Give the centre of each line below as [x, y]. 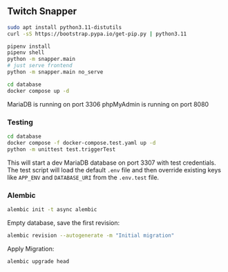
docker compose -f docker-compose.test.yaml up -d [82, 143]
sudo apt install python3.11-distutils [65, 27]
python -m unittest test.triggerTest [61, 149]
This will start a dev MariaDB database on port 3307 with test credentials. [112, 163]
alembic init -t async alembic [52, 209]
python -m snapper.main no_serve [55, 72]
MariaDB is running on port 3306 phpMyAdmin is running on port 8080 [108, 104]
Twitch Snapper [42, 11]
